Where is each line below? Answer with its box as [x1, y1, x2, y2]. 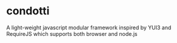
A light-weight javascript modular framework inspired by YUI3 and [6, 24, 172, 31]
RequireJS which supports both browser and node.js [6, 30, 138, 37]
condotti [6, 4, 50, 18]
